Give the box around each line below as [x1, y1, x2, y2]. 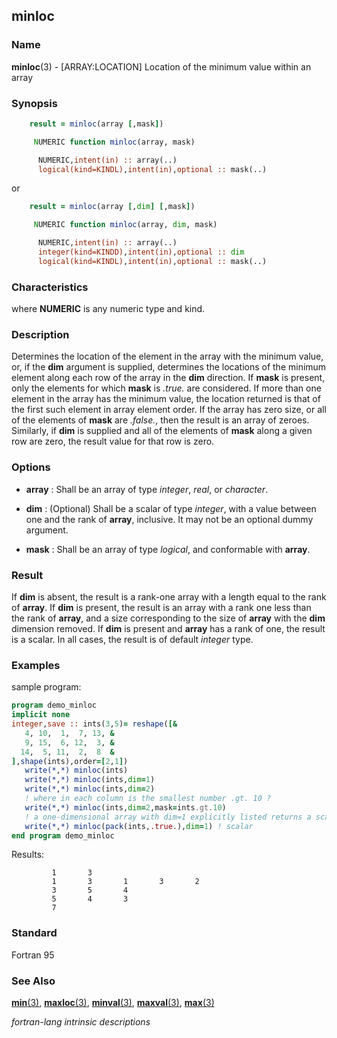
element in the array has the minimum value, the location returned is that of [11, 393, 321, 405]
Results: [11, 849, 45, 861]
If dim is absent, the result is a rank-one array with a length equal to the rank [11, 591, 327, 603]
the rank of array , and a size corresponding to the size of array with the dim [11, 612, 326, 624]
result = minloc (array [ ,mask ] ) [29, 119, 164, 129]
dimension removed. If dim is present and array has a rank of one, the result [11, 623, 326, 635]
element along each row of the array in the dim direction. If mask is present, [11, 372, 326, 384]
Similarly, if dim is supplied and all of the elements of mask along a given [11, 425, 313, 437]
